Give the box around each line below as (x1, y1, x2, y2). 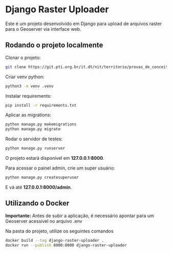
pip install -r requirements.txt (5, 102, 77, 108)
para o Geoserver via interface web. (5, 26, 81, 32)
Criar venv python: (5, 73, 45, 80)
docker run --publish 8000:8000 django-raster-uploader (5, 242, 127, 248)
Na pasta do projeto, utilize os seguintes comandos (5, 228, 114, 234)
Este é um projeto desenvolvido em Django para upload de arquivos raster (5, 20, 162, 27)
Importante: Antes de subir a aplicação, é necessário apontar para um (5, 213, 155, 219)
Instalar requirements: (5, 93, 52, 99)
